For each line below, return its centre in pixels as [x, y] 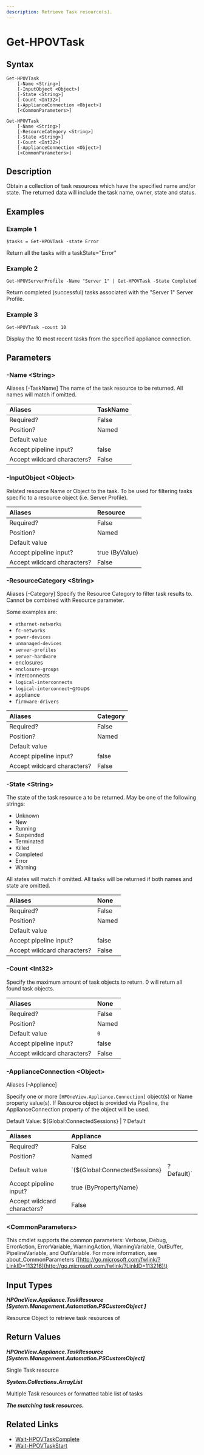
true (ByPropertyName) [105, 1187]
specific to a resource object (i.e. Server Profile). [67, 497]
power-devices [33, 637]
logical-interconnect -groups [52, 688]
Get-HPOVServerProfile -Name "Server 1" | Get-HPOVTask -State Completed [102, 281]
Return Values [34, 1337]
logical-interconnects [44, 682]
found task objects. [30, 988]
